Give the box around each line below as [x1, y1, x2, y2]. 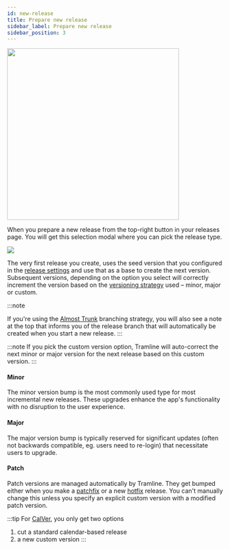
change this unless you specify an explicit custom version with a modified [7, 493, 216, 502]
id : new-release [7, 10, 54, 17]
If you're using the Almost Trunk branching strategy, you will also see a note [7, 315, 222, 323]
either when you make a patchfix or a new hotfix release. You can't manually [7, 487, 223, 495]
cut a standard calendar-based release [16, 528, 127, 536]
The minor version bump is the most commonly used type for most [7, 388, 196, 397]
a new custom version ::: [16, 535, 87, 543]
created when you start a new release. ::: [7, 329, 123, 338]
